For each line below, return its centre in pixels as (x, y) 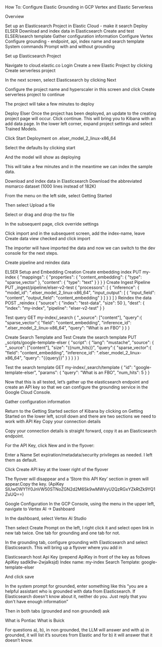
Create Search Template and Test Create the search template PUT (71, 337)
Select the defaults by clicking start (40, 148)
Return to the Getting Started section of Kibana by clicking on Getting (74, 411)
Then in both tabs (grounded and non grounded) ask (57, 611)
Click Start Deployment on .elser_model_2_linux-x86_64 (60, 138)
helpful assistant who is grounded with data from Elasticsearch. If (70, 591)
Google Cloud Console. (28, 392)
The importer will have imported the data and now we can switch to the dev (80, 248)
